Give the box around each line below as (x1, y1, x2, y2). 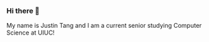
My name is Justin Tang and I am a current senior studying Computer (6, 22, 202, 30)
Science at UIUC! (6, 28, 56, 37)
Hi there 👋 (6, 6, 40, 16)
